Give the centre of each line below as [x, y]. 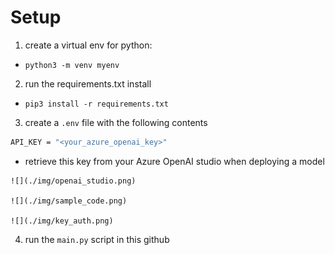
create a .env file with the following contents [116, 122]
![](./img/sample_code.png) [69, 201]
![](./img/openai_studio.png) [73, 181]
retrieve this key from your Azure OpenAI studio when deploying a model [174, 161]
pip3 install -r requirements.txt [96, 104]
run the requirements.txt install [88, 83]
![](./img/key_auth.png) [62, 221]
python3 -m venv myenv [72, 65]
